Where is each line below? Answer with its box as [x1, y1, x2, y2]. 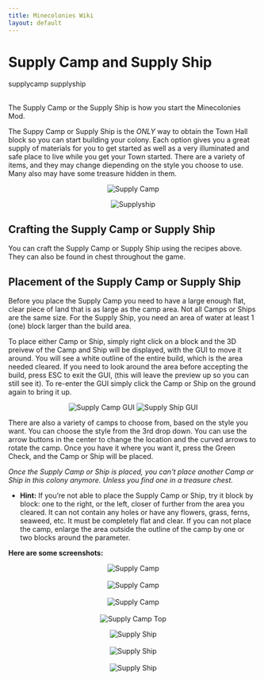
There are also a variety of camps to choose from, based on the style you [8, 418, 248, 428]
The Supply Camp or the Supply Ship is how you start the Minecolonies [8, 103, 241, 113]
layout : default [8, 19, 62, 27]
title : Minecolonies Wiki [8, 11, 94, 20]
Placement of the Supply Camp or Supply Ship [8, 275, 242, 288]
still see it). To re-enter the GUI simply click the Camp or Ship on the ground [8, 379, 256, 388]
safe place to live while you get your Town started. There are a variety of [8, 152, 246, 162]
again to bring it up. [8, 388, 72, 397]
